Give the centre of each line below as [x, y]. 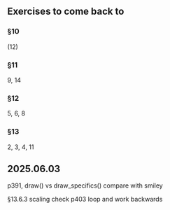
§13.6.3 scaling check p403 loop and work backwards [85, 199]
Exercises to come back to [66, 12]
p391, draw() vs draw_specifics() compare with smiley [85, 185]
